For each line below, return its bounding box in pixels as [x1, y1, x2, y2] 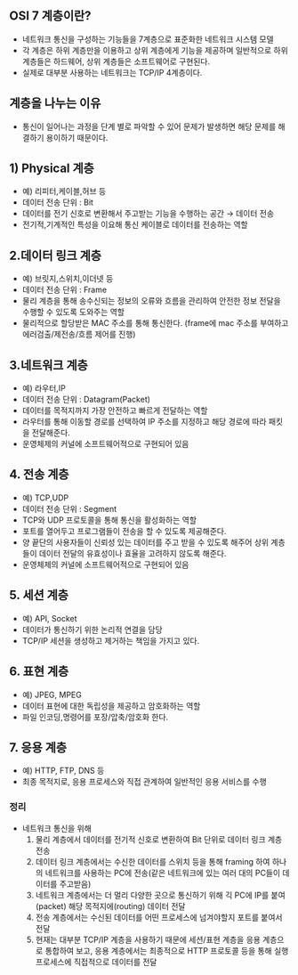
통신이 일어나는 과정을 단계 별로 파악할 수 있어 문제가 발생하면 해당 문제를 [21, 121, 277, 132]
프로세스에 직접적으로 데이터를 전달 [35, 956, 157, 967]
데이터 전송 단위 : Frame [21, 284, 108, 296]
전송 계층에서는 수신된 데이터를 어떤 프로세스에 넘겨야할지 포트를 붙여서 [35, 912, 283, 922]
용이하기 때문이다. [45, 132, 109, 142]
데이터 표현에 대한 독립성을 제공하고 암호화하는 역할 [21, 700, 201, 711]
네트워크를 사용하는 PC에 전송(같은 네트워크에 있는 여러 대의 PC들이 [44, 867, 281, 878]
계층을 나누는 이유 [9, 96, 101, 111]
